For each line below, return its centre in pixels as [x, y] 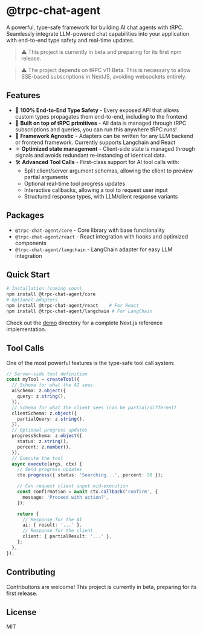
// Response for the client [58, 531]
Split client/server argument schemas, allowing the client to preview [108, 171]
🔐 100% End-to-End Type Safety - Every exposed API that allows [97, 110]
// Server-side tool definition [47, 374]
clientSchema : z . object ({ [44, 413]
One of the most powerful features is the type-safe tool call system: [91, 363]
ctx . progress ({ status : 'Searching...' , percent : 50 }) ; [90, 475]
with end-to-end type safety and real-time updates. [70, 40]
